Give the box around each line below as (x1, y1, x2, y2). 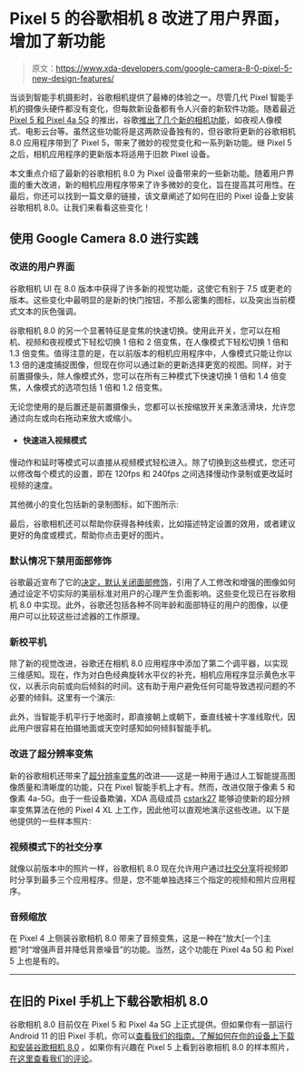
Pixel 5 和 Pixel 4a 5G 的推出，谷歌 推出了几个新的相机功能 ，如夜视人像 (9, 114, 275, 125)
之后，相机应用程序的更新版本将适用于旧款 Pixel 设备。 (9, 148, 215, 159)
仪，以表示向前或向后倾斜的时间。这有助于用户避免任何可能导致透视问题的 (9, 680, 288, 691)
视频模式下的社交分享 (9, 840, 103, 853)
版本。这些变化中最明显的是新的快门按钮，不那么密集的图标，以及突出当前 (9, 294, 288, 305)
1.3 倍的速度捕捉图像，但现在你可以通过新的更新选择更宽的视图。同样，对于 (9, 359, 292, 370)
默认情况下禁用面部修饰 (9, 554, 112, 567)
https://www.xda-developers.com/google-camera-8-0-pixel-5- (55, 63, 293, 74)
